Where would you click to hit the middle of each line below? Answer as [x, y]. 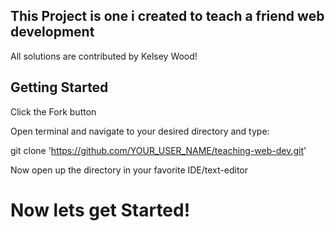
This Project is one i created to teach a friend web [167, 16]
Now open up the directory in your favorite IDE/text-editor [129, 170]
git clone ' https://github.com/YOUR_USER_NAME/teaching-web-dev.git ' [158, 150]
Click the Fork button [53, 111]
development [52, 32]
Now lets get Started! [100, 210]
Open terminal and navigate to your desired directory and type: [140, 131]
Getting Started [59, 87]
